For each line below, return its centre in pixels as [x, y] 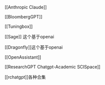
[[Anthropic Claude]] [26, 7]
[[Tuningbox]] [19, 26]
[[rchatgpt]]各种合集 [25, 77]
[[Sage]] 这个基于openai [29, 37]
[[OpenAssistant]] [23, 57]
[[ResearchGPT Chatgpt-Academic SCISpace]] [52, 67]
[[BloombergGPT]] [24, 17]
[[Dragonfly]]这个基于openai [34, 47]
